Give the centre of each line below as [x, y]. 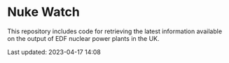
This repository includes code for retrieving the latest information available [115, 31]
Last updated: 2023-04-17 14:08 [54, 52]
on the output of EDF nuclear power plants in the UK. [83, 38]
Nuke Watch [44, 12]
